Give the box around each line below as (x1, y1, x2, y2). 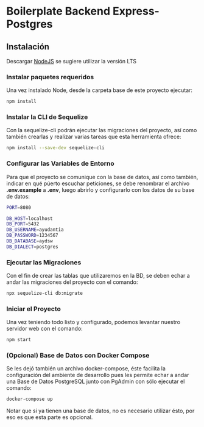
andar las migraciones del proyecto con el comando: (6, 278, 138, 286)
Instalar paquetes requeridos (6, 72, 94, 81)
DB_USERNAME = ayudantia (6, 227, 64, 233)
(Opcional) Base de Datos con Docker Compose (6, 351, 150, 360)
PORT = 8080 (6, 204, 32, 211)
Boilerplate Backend (6, 4, 111, 18)
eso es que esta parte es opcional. (6, 414, 93, 421)
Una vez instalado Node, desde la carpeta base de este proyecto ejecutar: (6, 86, 193, 94)
